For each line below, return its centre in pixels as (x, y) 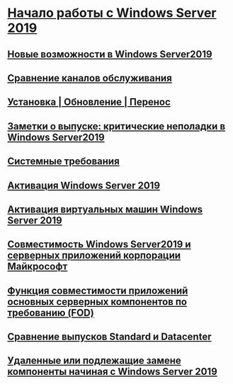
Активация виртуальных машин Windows (105, 209)
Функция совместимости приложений (98, 290)
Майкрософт (38, 267)
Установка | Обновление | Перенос (89, 102)
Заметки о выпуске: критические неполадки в (116, 126)
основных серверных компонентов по (97, 302)
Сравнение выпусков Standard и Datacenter (109, 337)
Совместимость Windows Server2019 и (99, 244)
